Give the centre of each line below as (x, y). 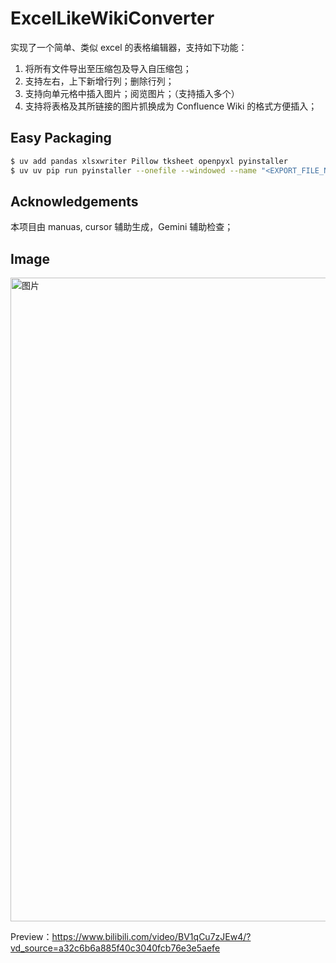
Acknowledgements (74, 201)
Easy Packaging (61, 138)
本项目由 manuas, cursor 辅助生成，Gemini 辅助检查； (122, 227)
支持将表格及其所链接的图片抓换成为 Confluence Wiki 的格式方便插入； (171, 106)
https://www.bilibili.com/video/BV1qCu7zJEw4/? (151, 937)
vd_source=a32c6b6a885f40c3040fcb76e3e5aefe (115, 948)
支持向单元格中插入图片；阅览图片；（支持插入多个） (132, 93)
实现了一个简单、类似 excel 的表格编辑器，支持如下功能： (129, 47)
